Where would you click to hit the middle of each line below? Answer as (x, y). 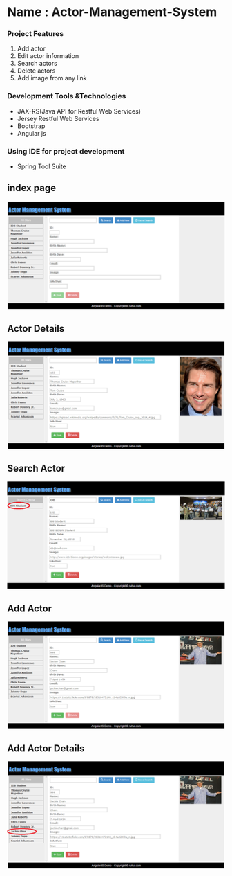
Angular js (31, 133)
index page (32, 188)
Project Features (36, 34)
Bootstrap (31, 126)
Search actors (37, 64)
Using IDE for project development (66, 151)
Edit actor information (48, 56)
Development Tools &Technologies (67, 96)
